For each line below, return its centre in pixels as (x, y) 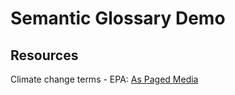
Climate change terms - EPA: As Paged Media (104, 79)
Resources (44, 55)
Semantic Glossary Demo (118, 18)
